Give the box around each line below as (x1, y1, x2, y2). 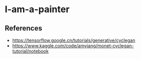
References (5, 24, 42, 33)
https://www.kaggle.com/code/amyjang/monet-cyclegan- (12, 43, 134, 49)
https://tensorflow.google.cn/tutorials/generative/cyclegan (12, 37, 136, 43)
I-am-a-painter (5, 4, 70, 15)
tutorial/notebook (12, 48, 49, 54)
